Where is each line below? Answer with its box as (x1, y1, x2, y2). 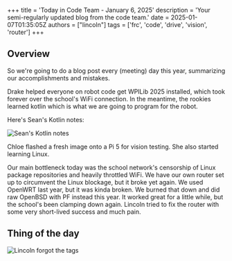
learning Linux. (7, 149, 50, 158)
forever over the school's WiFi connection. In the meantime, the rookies (7, 94, 211, 103)
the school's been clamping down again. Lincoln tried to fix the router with (7, 200, 220, 208)
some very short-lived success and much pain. (7, 208, 141, 216)
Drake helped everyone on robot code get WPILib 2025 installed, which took (7, 87, 225, 96)
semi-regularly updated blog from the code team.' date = (7, 13, 170, 22)
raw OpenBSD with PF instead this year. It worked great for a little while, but (7, 192, 224, 201)
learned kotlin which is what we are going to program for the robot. (7, 102, 199, 110)
